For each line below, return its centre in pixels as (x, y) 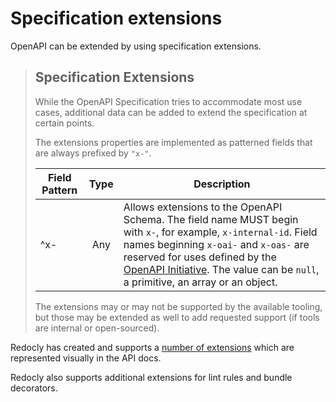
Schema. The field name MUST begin (211, 219)
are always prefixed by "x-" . (93, 153)
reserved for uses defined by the (200, 257)
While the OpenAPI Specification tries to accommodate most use (168, 101)
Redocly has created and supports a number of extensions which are (152, 347)
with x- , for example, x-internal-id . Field (220, 232)
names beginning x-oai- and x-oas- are (216, 244)
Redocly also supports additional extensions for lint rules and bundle (151, 377)
